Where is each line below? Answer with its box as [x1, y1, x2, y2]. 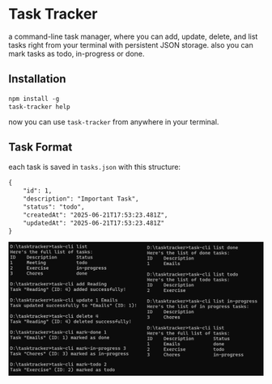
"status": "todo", [23, 203, 85, 211]
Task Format [8, 141, 73, 154]
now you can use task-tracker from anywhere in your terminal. [8, 116, 219, 126]
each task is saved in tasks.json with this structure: [8, 162, 181, 171]
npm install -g [8, 95, 60, 103]
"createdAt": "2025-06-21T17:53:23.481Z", [23, 211, 168, 219]
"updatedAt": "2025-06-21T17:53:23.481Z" [23, 219, 164, 227]
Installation [8, 72, 66, 86]
